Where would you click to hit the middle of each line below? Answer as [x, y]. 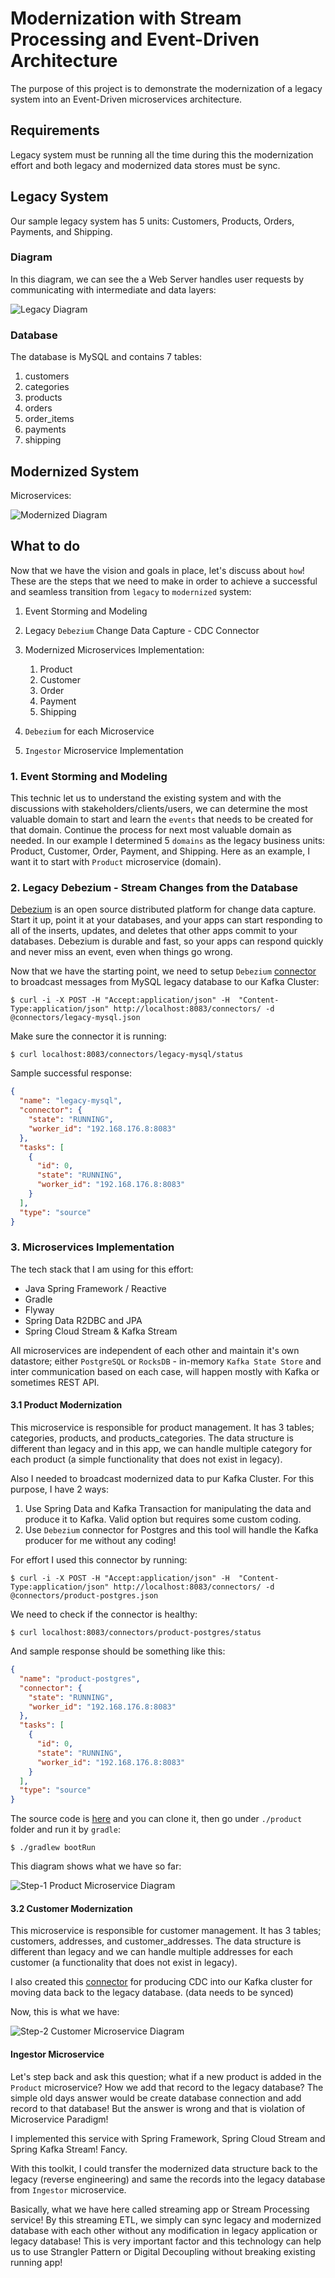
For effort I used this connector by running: [99, 1560]
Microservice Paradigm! [59, 2119]
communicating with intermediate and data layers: [113, 289]
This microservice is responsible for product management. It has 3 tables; [162, 1427]
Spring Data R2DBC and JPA [83, 1320]
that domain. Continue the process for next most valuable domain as [151, 830]
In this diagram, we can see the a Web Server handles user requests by [157, 279]
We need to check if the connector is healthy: [104, 1614]
